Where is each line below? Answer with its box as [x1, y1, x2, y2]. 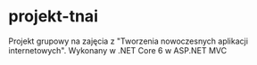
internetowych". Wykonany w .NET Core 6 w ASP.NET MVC [8, 45, 228, 55]
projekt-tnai [8, 6, 99, 27]
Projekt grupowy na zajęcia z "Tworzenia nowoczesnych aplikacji [8, 36, 249, 46]
